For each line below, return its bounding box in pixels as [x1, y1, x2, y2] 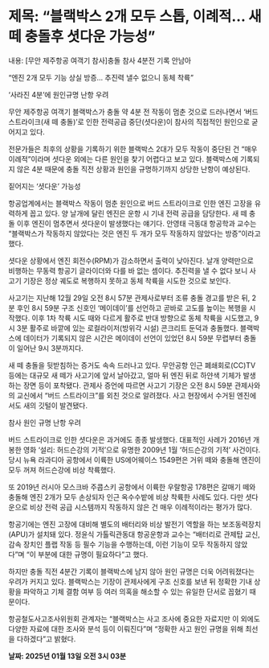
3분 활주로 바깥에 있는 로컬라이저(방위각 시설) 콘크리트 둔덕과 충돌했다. [16, 323, 238, 332]
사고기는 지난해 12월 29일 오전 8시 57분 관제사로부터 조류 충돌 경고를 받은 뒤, [8, 293, 251, 303]
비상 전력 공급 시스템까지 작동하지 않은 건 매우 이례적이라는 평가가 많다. [29, 502, 253, 512]
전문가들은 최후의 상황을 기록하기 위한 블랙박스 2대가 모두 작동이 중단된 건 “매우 [8, 144, 258, 154]
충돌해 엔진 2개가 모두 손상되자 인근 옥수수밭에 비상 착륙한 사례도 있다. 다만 [8, 492, 244, 501]
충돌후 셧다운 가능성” [24, 27, 156, 46]
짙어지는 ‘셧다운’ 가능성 [8, 181, 81, 191]
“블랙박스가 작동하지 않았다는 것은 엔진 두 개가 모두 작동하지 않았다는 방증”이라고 [8, 229, 261, 238]
